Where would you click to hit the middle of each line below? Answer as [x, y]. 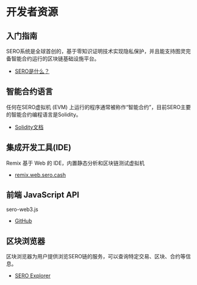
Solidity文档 [29, 127]
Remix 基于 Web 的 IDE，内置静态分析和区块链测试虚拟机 [75, 163]
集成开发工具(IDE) [39, 148]
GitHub [23, 221]
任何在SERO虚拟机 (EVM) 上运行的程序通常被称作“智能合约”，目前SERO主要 [98, 107]
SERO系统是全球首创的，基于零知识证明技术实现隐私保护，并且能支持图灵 [96, 51]
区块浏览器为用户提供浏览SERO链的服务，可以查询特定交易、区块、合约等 [96, 257]
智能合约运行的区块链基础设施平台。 [55, 59]
